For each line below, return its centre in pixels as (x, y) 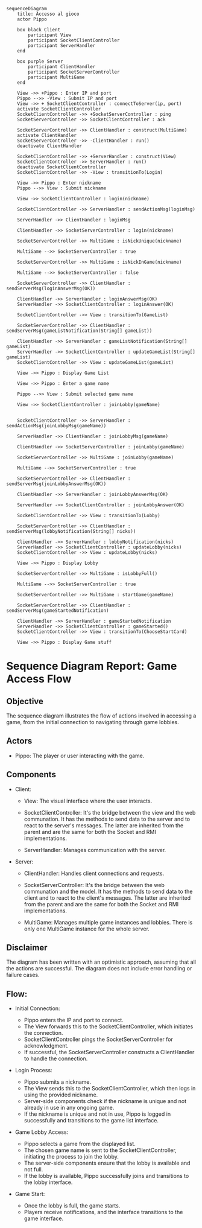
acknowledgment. (46, 1046)
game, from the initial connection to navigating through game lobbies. (93, 722)
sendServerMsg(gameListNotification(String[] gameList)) (79, 331)
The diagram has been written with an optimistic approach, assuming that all (101, 962)
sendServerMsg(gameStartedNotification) (58, 611)
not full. (33, 1169)
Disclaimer (27, 948)
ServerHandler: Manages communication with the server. (95, 850)
